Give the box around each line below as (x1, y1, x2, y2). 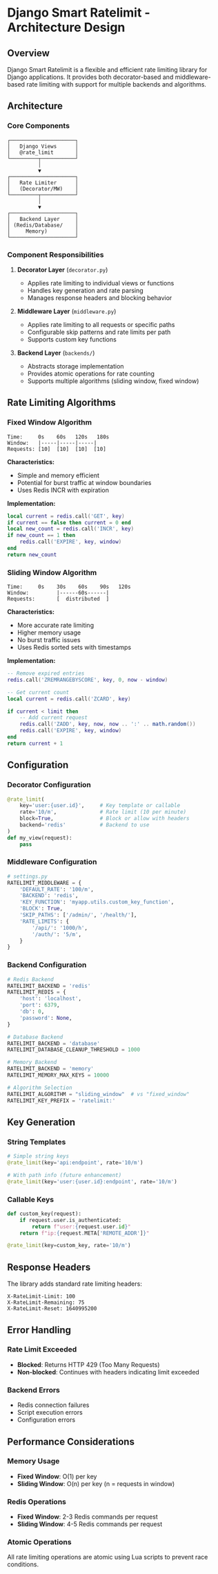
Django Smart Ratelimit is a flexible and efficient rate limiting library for (7, 66, 208, 73)
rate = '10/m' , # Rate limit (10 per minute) (19, 808, 187, 815)
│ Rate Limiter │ (7, 179, 79, 186)
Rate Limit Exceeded (7, 1345, 77, 1354)
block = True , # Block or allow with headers (19, 815, 190, 822)
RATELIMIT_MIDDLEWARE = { (7, 879, 81, 886)
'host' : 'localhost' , (19, 996, 81, 1002)
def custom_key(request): (7, 1210, 81, 1217)
